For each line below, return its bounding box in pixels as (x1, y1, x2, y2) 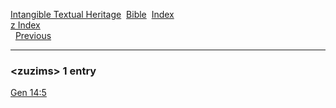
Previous (14, 30, 52, 41)
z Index (10, 19, 41, 31)
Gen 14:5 (10, 87, 47, 99)
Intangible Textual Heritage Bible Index (10, 9, 175, 20)
